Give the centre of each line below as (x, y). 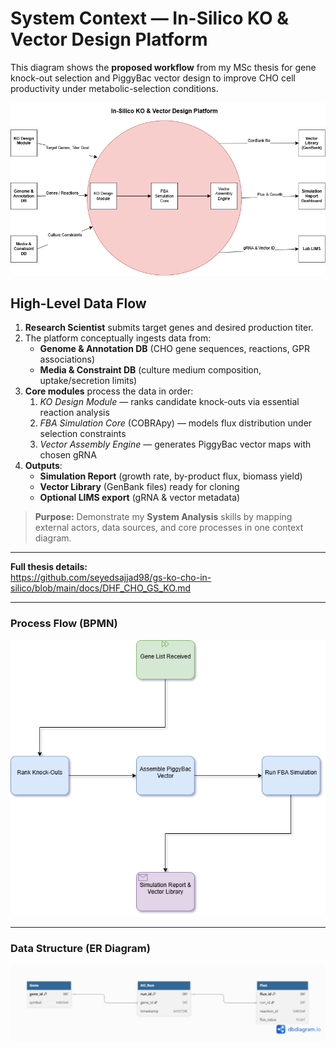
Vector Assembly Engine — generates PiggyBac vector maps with (175, 444)
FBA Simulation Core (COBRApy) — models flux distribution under (176, 423)
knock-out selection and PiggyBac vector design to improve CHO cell (153, 78)
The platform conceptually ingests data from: (118, 338)
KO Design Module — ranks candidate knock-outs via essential (169, 402)
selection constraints (83, 434)
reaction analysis (74, 413)
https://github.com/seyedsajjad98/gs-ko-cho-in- (111, 578)
